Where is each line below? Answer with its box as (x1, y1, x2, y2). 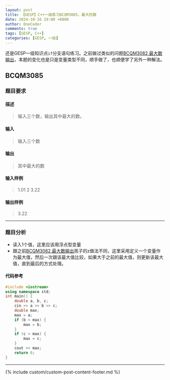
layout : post (5, 7, 33, 13)
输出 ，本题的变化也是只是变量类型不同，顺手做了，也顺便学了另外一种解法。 (5, 56, 165, 62)
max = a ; (14, 312, 33, 318)
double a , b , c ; (14, 299, 49, 304)
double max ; (14, 308, 39, 313)
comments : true (5, 26, 37, 31)
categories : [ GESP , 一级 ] (5, 36, 59, 41)
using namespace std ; (5, 289, 51, 294)
